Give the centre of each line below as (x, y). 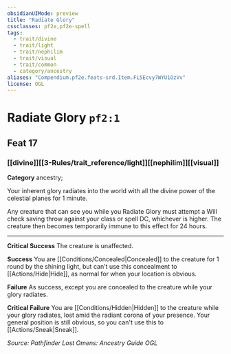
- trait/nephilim (38, 52)
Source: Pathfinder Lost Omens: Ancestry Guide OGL (82, 343)
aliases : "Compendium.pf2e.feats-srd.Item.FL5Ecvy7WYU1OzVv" (97, 77)
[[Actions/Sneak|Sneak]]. (43, 330)
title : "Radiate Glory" (41, 20)
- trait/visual (35, 58)
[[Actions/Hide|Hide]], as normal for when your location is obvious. (102, 274)
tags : (15, 33)
